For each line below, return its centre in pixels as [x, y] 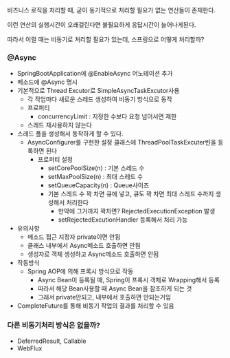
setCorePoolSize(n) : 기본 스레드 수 [96, 168]
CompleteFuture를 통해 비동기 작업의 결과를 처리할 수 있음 [95, 306]
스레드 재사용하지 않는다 [60, 125]
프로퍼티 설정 [55, 160]
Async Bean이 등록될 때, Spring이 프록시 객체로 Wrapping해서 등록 [128, 280]
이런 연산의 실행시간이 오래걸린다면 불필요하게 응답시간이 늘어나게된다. [102, 25]
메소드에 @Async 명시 [47, 82]
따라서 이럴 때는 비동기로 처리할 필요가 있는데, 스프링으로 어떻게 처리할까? [106, 39]
